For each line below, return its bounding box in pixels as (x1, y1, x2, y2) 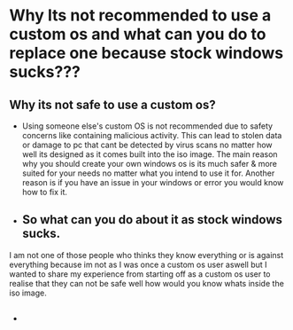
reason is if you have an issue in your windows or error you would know (21, 177, 284, 187)
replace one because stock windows (9, 43, 284, 63)
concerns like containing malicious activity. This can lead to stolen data (21, 130, 282, 140)
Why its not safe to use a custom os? (9, 97, 216, 112)
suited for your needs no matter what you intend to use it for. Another (21, 168, 275, 178)
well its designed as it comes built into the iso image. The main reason (21, 149, 278, 160)
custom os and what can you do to (9, 24, 267, 44)
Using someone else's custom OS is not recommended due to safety (21, 121, 273, 131)
